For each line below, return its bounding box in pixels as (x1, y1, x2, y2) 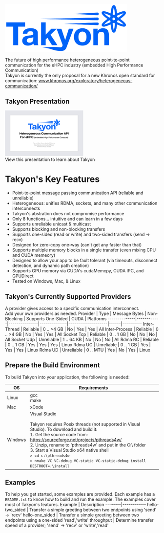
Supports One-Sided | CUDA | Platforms (26, 315, 107, 321)
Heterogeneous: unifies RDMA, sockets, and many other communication (12, 200, 158, 206)
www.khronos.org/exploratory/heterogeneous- (38, 78, 133, 84)
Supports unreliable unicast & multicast (12, 221, 91, 227)
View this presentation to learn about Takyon (5, 156, 95, 162)
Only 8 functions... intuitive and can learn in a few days (12, 216, 123, 222)
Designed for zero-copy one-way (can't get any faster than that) (12, 242, 142, 248)
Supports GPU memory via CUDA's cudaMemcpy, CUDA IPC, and (12, 268, 144, 274)
